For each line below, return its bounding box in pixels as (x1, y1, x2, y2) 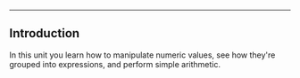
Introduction (9, 26, 80, 41)
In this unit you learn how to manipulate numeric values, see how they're (9, 50, 276, 60)
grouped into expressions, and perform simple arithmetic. (9, 58, 221, 69)
